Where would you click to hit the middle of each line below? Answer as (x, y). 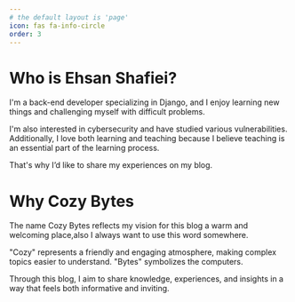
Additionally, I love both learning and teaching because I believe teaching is (147, 139)
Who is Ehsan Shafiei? (93, 78)
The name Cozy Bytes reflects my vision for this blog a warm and (129, 226)
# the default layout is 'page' (69, 17)
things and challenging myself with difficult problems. (108, 112)
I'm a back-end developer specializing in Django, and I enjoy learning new (144, 102)
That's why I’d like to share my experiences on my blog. (111, 165)
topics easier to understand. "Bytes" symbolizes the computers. (126, 262)
